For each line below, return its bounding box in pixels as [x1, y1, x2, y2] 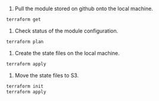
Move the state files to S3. [14, 71, 79, 79]
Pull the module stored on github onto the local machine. [14, 5, 153, 12]
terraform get [6, 17, 42, 23]
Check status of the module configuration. [14, 27, 119, 34]
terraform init [6, 83, 44, 89]
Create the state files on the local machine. [14, 49, 120, 56]
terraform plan [6, 39, 44, 45]
